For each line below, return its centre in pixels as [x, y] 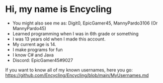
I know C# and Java [33, 55]
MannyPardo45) [29, 28]
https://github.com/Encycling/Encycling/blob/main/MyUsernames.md [77, 75]
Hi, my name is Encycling [59, 9]
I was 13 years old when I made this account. [59, 39]
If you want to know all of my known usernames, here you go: [69, 70]
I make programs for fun [37, 49]
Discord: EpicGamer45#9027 [43, 60]
